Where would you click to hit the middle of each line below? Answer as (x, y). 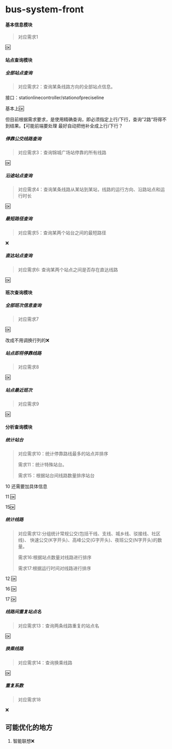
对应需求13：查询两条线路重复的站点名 (59, 626)
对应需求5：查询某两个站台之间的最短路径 (62, 233)
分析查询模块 (19, 427)
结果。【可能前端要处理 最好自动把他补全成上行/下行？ (66, 126)
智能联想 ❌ (24, 741)
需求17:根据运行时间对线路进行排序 (54, 568)
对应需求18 (29, 699)
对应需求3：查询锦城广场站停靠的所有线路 (62, 152)
